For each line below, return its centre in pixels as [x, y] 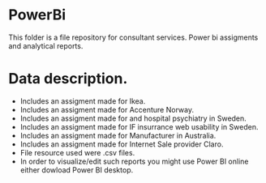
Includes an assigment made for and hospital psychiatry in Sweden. [133, 118]
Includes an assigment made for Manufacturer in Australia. [118, 135]
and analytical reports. [46, 45]
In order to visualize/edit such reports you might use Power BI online [134, 161]
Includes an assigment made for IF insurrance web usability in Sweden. [139, 126]
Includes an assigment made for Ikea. [83, 101]
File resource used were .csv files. [77, 152]
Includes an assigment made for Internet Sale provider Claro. [122, 144]
